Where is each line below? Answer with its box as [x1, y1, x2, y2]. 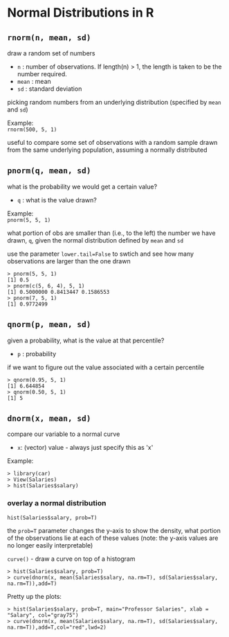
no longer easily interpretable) [7, 541, 93, 549]
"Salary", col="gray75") [7, 611, 79, 618]
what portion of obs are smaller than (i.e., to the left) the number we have [7, 229, 216, 237]
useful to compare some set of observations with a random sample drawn [7, 139, 218, 146]
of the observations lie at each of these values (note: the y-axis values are [7, 534, 219, 542]
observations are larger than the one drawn [7, 256, 131, 265]
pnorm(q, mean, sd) [7, 166, 91, 176]
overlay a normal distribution [7, 498, 107, 508]
